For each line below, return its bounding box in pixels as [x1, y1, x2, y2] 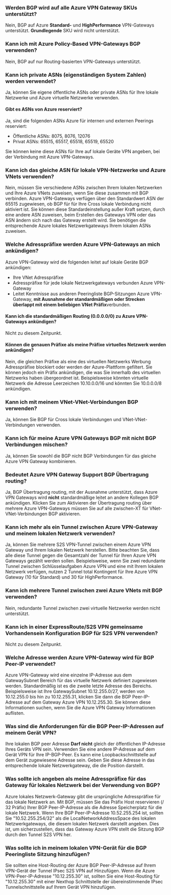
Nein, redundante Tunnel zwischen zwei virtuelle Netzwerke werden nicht [5, 605, 161, 611]
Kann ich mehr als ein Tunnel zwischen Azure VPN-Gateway [5, 523, 158, 531]
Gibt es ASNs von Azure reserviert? [5, 106, 83, 113]
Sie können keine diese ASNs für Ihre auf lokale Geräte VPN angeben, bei [5, 148, 160, 155]
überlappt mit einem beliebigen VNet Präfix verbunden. [12, 301, 131, 308]
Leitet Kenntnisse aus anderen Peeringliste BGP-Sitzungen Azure [12, 291, 150, 297]
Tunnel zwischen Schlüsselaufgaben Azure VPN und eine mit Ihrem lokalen [5, 563, 163, 570]
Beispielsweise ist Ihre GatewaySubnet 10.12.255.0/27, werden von [5, 688, 145, 694]
